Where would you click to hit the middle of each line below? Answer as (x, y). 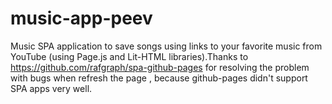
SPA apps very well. (51, 88)
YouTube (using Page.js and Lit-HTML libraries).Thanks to (129, 56)
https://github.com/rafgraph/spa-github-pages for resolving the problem (160, 67)
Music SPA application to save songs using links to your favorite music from (166, 46)
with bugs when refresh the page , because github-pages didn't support (159, 78)
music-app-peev (81, 18)
